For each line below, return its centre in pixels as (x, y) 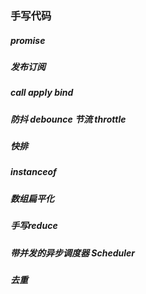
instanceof (33, 172)
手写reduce (34, 226)
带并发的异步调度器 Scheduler (72, 253)
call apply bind (42, 93)
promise (28, 40)
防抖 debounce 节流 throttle (68, 119)
